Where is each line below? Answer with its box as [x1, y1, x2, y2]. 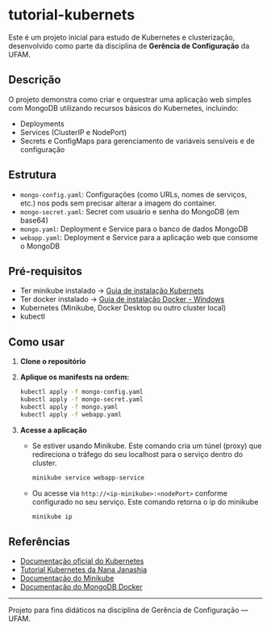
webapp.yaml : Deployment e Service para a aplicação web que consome [19, 232, 258, 242]
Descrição [8, 73, 61, 87]
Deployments [19, 119, 65, 129]
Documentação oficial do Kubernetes [19, 556, 144, 566]
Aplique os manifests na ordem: [19, 372, 130, 382]
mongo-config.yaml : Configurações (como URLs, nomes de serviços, [19, 189, 248, 199]
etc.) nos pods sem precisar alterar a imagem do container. [19, 198, 217, 208]
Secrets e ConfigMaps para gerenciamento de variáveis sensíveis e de [19, 136, 256, 146]
